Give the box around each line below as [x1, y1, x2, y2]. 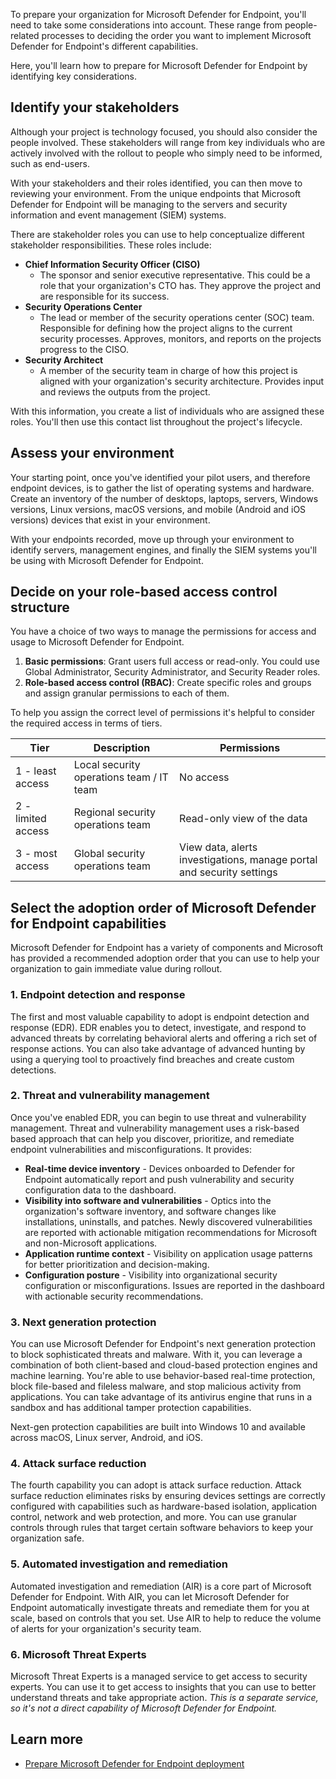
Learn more [10, 1731, 84, 1748]
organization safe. [10, 1532, 85, 1544]
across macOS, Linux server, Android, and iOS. [10, 1432, 204, 1444]
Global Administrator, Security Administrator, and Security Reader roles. [24, 666, 321, 678]
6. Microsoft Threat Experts [10, 1647, 147, 1661]
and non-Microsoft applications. [24, 1237, 158, 1249]
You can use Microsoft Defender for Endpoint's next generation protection [10, 1338, 316, 1350]
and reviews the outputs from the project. [39, 385, 211, 398]
